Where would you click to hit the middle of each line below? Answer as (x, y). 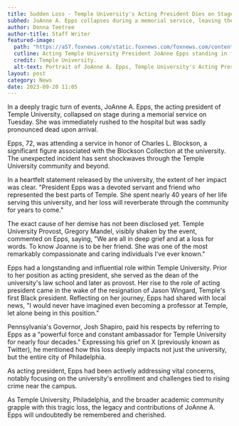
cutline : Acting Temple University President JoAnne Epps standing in (121, 54)
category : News (30, 80)
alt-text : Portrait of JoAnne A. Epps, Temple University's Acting (116, 67)
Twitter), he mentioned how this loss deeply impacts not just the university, (117, 350)
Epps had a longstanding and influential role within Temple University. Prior (117, 268)
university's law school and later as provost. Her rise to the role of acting (114, 283)
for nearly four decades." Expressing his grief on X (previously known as (114, 342)
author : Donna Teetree (41, 27)
